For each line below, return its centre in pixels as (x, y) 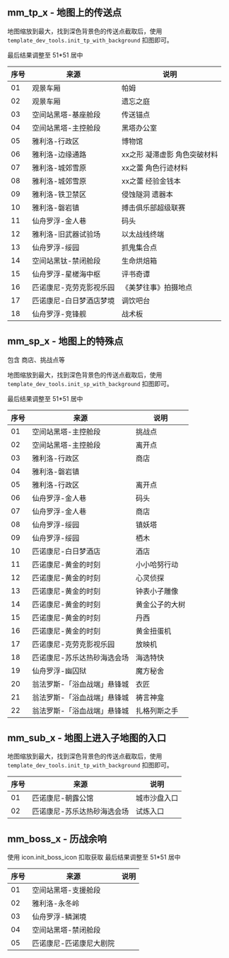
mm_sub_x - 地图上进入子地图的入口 (87, 738)
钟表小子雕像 (157, 591)
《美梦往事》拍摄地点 (157, 287)
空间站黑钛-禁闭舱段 (66, 261)
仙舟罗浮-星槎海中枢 (66, 274)
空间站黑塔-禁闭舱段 (66, 930)
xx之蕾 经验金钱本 (151, 181)
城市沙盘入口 (157, 798)
